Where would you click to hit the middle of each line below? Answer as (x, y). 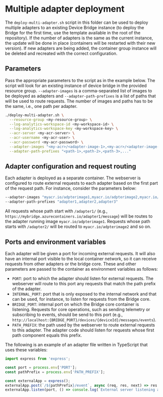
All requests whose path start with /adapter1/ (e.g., (56, 211)
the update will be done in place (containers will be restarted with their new (80, 43)
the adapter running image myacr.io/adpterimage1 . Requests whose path (78, 222)
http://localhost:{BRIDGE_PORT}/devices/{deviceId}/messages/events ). (84, 320)
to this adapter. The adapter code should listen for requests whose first (83, 330)
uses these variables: (26, 350)
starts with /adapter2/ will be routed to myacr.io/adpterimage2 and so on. (78, 226)
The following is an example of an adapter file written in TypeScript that (76, 345)
